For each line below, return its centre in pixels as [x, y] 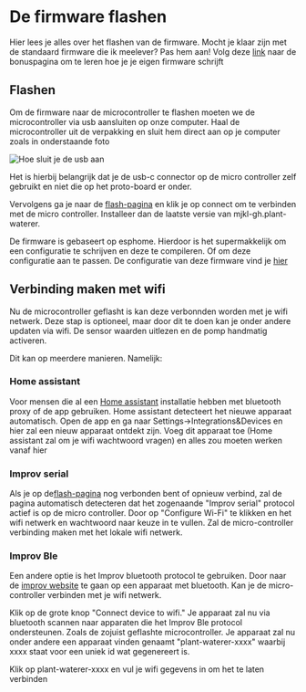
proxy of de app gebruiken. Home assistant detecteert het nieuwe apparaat [151, 411]
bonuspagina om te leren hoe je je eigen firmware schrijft [117, 61]
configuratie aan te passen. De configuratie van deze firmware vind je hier [149, 260]
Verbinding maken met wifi [87, 289]
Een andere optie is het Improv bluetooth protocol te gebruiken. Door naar [148, 576]
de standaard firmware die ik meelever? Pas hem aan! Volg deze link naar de [153, 51]
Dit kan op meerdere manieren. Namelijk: [86, 358]
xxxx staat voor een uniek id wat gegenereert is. [100, 652]
